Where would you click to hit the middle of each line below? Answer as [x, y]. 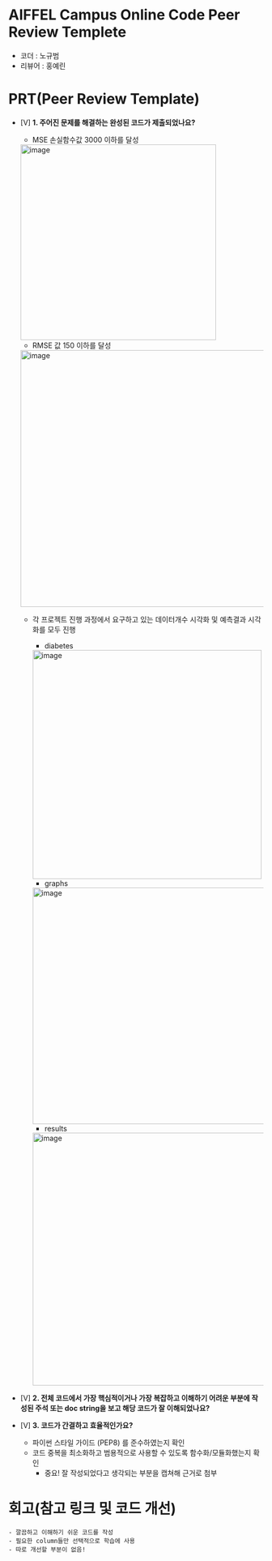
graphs [56, 883]
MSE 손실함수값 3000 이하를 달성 [85, 139]
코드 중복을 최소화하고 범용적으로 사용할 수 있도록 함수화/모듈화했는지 [142, 1452]
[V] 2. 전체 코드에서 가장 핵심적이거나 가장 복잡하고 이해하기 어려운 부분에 [135, 1398]
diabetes [59, 645]
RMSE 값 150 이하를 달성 [72, 345]
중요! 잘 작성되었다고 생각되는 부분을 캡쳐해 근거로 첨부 [131, 1473]
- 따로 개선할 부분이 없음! [47, 1550]
